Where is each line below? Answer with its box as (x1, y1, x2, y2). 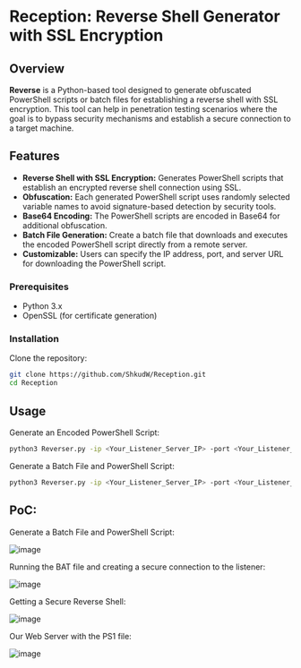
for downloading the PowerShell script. (21, 258, 167, 269)
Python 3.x (21, 301, 63, 312)
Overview (9, 61, 65, 76)
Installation (9, 333, 60, 346)
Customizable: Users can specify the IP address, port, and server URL (21, 248, 284, 259)
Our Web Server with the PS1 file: (9, 630, 132, 641)
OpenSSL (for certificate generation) (21, 311, 158, 321)
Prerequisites (9, 280, 69, 293)
